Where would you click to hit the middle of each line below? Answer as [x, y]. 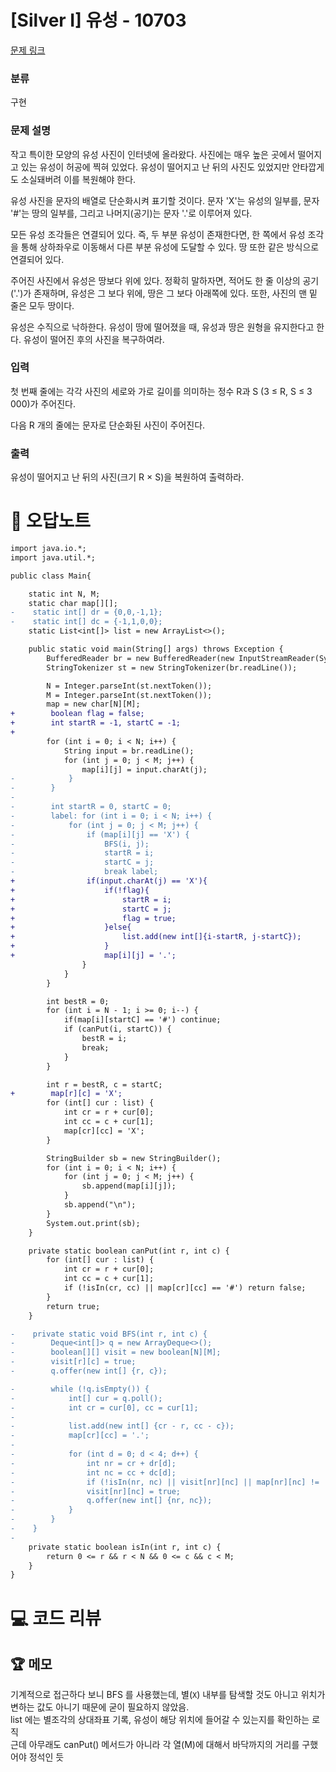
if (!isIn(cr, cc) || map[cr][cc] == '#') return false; [185, 1288]
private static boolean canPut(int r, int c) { [129, 1251]
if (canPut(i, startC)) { [117, 1029]
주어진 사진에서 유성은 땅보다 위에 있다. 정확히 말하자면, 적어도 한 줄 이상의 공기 [165, 280]
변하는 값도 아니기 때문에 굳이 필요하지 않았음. [100, 1707]
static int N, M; [64, 594]
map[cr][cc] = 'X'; [104, 1131]
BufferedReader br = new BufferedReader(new [140, 658]
